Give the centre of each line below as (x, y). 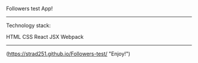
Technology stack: (29, 25)
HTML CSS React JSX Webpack (45, 37)
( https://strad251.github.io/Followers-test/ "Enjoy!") (68, 54)
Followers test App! (29, 9)
